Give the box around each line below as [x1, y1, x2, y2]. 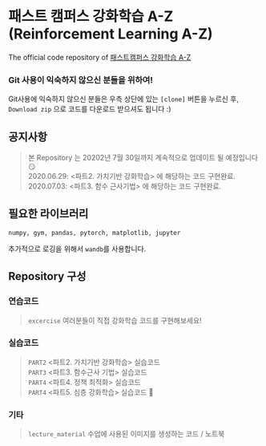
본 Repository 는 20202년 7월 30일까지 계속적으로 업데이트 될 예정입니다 [27, 153, 259, 163]
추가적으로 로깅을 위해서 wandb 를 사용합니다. [8, 244, 147, 253]
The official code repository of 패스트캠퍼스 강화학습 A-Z [8, 52, 191, 62]
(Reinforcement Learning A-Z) [8, 25, 214, 43]
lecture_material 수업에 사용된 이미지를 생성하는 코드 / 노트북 [27, 429, 225, 439]
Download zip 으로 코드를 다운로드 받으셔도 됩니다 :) [8, 104, 171, 114]
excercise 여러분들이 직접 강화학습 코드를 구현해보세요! [27, 315, 202, 325]
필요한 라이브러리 [8, 207, 89, 221]
